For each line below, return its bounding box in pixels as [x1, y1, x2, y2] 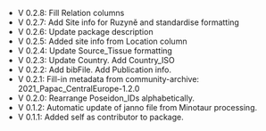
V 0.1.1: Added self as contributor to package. [17, 111, 185, 122]
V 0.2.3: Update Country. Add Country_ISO [17, 55, 176, 65]
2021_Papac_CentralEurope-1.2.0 [17, 84, 140, 94]
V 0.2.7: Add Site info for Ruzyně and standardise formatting [17, 17, 239, 28]
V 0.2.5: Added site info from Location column [17, 36, 187, 46]
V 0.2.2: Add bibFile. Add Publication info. [17, 64, 172, 75]
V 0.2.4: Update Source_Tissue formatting [17, 45, 172, 56]
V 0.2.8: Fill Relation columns [17, 8, 125, 18]
